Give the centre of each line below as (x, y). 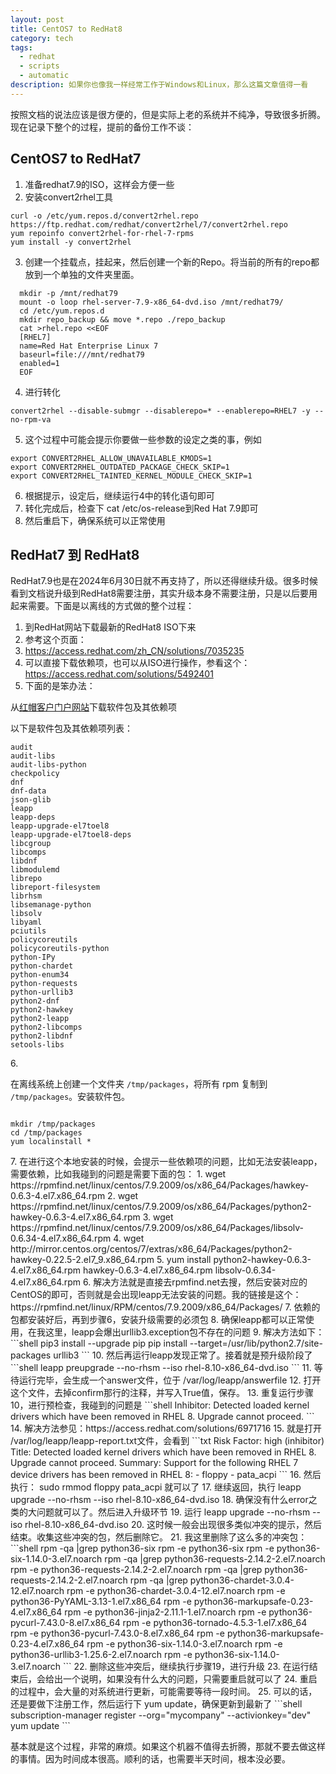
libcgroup (31, 844)
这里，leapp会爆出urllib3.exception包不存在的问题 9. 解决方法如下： (184, 1332)
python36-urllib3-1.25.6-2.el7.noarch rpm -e (101, 1655)
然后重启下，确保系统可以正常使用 (95, 520)
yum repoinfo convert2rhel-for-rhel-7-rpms (102, 233)
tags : (21, 47)
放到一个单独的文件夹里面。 (82, 274)
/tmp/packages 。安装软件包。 (70, 1097)
